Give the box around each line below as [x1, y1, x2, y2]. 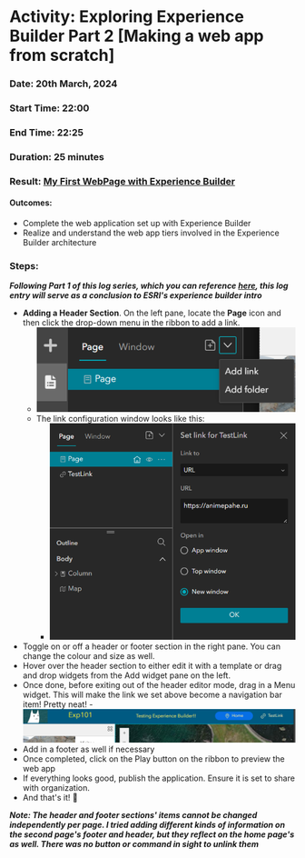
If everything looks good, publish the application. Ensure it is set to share [22, 773, 295, 783]
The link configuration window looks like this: [35, 414, 205, 424]
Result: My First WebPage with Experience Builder [9, 175, 236, 187]
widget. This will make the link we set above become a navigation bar [22, 689, 283, 700]
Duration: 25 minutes [9, 150, 104, 163]
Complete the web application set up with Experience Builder [22, 218, 251, 228]
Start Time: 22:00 [9, 102, 90, 115]
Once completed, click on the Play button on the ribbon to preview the [22, 753, 285, 764]
